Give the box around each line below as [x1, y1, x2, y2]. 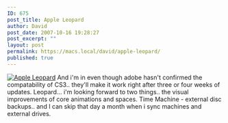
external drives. [7, 109, 51, 118]
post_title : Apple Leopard [7, 16, 84, 23]
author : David [7, 23, 48, 29]
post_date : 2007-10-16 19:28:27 [7, 29, 99, 36]
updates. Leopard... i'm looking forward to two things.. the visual [7, 87, 189, 96]
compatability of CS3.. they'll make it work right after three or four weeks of [7, 80, 220, 89]
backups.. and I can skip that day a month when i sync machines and [7, 102, 202, 110]
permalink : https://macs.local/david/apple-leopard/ [7, 49, 161, 55]
